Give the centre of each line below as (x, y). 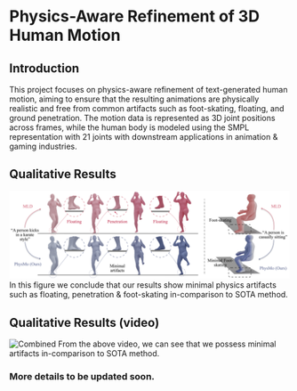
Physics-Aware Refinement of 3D (135, 16)
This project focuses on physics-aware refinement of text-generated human (148, 90)
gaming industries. (43, 146)
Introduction (44, 68)
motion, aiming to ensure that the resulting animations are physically (134, 99)
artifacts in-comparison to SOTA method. (84, 354)
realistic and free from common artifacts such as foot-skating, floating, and (147, 108)
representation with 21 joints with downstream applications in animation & (144, 137)
